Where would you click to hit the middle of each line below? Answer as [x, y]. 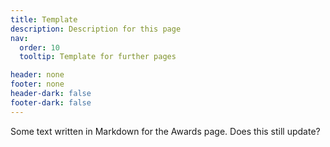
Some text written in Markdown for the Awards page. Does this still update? [165, 131]
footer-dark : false [51, 102]
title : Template [44, 19]
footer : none [37, 84]
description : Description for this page [96, 29]
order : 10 [39, 47]
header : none [37, 75]
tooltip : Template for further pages [98, 57]
